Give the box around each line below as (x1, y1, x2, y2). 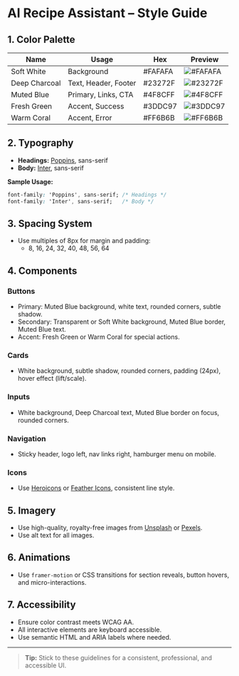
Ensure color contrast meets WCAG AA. (17, 618, 134, 626)
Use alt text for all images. (17, 531, 95, 540)
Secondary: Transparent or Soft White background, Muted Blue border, (17, 317, 226, 326)
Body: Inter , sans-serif (17, 163, 84, 172)
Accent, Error (67, 113, 112, 123)
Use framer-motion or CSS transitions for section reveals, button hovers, (17, 570, 230, 579)
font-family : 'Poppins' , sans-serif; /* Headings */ (7, 191, 167, 198)
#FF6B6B (143, 113, 176, 123)
